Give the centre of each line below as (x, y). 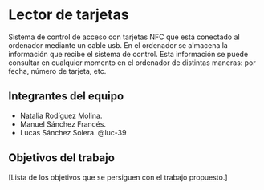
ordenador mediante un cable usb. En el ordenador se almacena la (118, 45)
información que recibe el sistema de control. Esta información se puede (128, 54)
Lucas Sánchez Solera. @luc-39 (73, 132)
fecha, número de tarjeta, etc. (57, 71)
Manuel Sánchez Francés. (63, 124)
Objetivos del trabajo (61, 158)
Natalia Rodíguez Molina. (61, 115)
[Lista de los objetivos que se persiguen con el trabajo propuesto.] (118, 177)
